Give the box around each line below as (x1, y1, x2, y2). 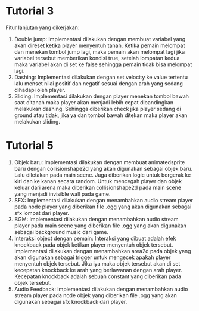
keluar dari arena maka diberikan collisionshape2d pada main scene (14, 184, 182, 191)
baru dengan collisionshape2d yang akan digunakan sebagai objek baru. (14, 165, 193, 172)
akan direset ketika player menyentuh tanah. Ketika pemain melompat (14, 42, 185, 49)
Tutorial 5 (5, 139, 54, 153)
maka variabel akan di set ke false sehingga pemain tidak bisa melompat (14, 61, 192, 68)
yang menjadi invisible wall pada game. (14, 190, 111, 198)
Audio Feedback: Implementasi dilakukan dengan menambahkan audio (14, 285, 188, 292)
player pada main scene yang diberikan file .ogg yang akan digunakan (14, 222, 187, 229)
